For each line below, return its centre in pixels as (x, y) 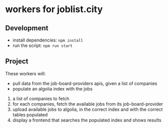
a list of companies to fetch (41, 98)
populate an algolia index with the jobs (52, 89)
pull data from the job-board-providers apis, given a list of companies (85, 83)
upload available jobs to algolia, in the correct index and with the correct (88, 109)
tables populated (30, 114)
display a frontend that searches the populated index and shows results (87, 120)
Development (27, 28)
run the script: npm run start (42, 46)
